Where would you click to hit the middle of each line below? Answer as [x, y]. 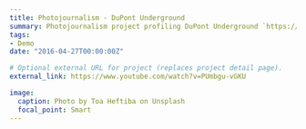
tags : [20, 35]
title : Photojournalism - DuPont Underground [97, 18]
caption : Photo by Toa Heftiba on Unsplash [101, 101]
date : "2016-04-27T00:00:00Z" [67, 52]
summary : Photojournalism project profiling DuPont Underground [134, 26]
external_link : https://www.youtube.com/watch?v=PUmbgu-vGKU [128, 77]
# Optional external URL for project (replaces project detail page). [146, 68]
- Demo [22, 43]
